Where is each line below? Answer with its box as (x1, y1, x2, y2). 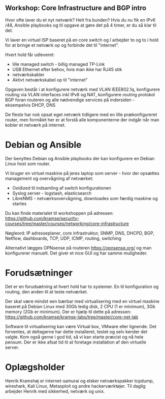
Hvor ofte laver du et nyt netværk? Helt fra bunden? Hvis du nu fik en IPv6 (5, 17, 156, 23)
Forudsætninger (5, 267, 73, 278)
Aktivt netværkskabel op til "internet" (12, 77, 88, 83)
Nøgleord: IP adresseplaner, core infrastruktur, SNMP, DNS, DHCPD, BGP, (5, 230, 155, 236)
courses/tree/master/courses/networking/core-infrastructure (5, 221, 129, 227)
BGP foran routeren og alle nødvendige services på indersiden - (5, 97, 135, 103)
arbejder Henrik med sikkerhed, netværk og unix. (5, 388, 105, 394)
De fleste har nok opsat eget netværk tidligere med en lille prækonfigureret (5, 112, 158, 117)
